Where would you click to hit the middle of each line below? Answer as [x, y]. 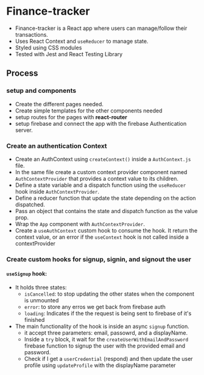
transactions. [32, 34]
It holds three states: [41, 288]
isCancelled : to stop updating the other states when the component [109, 294]
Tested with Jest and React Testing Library [69, 54]
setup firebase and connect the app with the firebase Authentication [101, 123]
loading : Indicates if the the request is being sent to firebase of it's [108, 313]
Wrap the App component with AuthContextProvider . [80, 224]
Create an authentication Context [57, 146]
